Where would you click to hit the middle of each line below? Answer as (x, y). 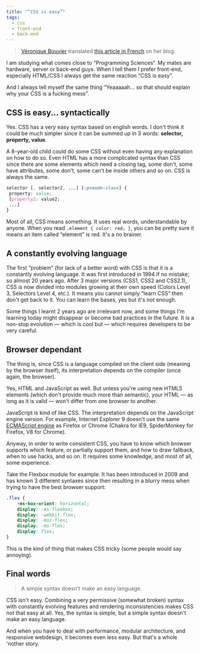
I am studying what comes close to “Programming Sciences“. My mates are (99, 63)
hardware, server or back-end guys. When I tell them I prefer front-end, (94, 69)
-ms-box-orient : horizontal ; (53, 503)
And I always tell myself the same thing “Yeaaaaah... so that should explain (98, 87)
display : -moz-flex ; (43, 520)
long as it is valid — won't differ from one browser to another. (82, 401)
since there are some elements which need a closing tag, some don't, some (99, 164)
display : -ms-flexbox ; (45, 509)
